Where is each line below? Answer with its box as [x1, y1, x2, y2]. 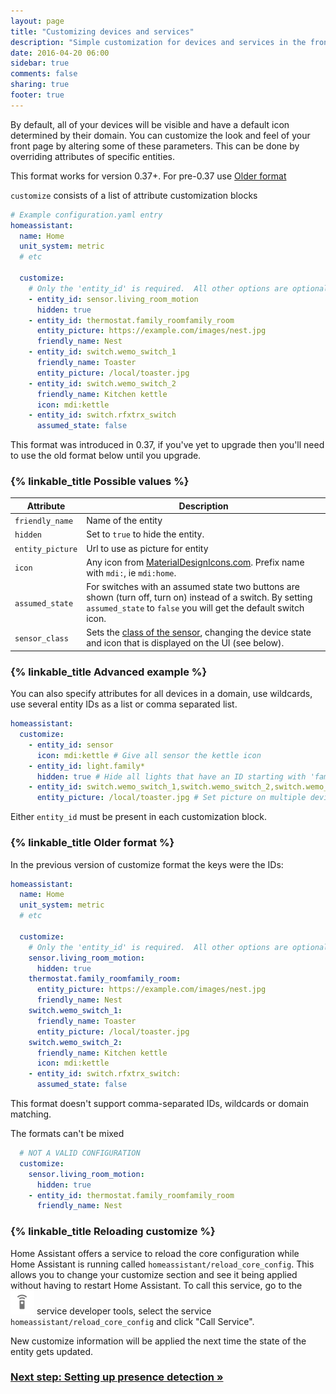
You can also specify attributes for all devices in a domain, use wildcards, [10, 688, 313, 700]
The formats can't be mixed [10, 1128, 125, 1140]
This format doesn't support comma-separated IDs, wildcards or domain [10, 1098, 309, 1110]
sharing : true [10, 80, 70, 90]
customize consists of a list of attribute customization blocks [10, 189, 258, 201]
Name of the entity [86, 515, 163, 527]
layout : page [10, 16, 65, 26]
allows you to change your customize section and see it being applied [10, 1268, 298, 1280]
